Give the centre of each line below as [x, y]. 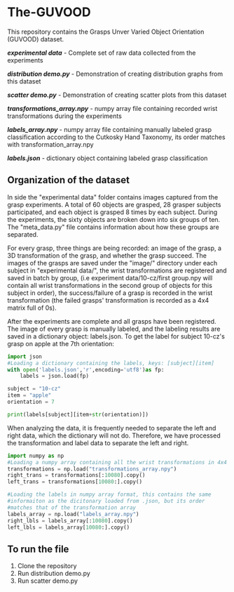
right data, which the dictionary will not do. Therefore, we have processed [114, 435]
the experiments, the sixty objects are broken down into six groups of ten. [114, 219]
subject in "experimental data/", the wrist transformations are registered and [117, 270]
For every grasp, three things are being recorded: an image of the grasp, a [115, 248]
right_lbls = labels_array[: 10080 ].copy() [70, 520]
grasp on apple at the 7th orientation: [61, 343]
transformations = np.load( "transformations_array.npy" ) [92, 469]
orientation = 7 [31, 402]
